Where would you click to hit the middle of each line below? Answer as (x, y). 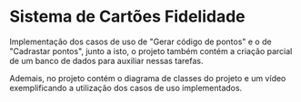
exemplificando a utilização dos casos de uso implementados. (126, 88)
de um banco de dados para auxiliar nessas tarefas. (106, 60)
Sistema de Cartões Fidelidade (127, 17)
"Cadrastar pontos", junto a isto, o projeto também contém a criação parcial (151, 51)
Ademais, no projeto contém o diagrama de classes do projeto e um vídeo (148, 78)
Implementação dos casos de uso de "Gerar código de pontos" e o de (140, 42)
